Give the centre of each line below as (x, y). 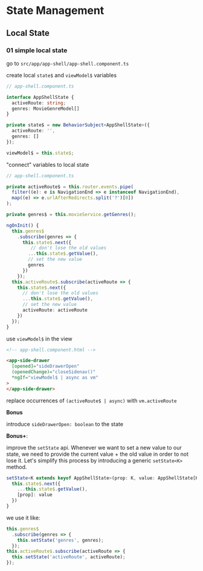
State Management (55, 11)
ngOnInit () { (23, 225)
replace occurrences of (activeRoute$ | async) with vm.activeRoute (92, 400)
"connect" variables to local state (48, 164)
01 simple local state (37, 50)
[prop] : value (35, 495)
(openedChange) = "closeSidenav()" (54, 372)
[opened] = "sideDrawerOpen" (46, 367)
